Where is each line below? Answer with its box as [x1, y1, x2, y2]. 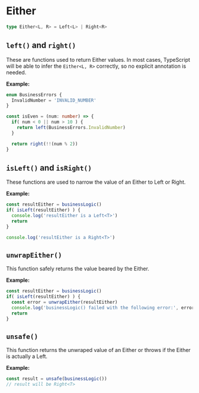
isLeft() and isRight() [6, 162, 92, 173]
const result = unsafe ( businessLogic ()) [6, 376, 108, 382]
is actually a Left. [6, 353, 48, 360]
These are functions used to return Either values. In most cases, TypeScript [6, 56, 191, 63]
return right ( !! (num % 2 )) [11, 141, 78, 147]
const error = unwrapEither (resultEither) [11, 299, 118, 306]
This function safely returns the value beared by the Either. [6, 265, 150, 272]
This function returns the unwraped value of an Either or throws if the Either [6, 347, 191, 354]
